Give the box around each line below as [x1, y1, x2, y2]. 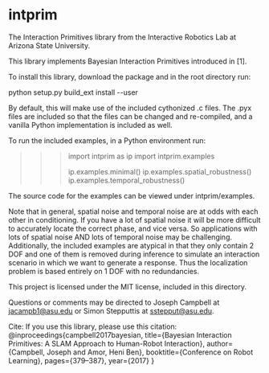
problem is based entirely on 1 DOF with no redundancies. [8, 266, 200, 276]
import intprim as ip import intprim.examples [67, 151, 215, 161]
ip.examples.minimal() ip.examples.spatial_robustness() [67, 166, 252, 176]
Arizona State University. [8, 40, 91, 50]
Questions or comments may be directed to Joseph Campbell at [8, 297, 220, 307]
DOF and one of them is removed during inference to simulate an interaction [8, 249, 260, 259]
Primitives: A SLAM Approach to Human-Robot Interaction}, [8, 338, 206, 348]
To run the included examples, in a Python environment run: [8, 135, 206, 146]
